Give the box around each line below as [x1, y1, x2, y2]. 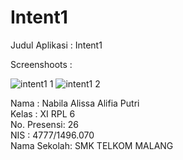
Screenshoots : [10, 58, 73, 70]
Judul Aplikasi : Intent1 [10, 39, 103, 51]
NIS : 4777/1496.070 [10, 129, 95, 141]
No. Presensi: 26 [10, 118, 79, 130]
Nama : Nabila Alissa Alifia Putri [10, 97, 140, 109]
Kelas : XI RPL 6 [10, 107, 76, 120]
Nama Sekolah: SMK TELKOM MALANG [10, 139, 174, 151]
